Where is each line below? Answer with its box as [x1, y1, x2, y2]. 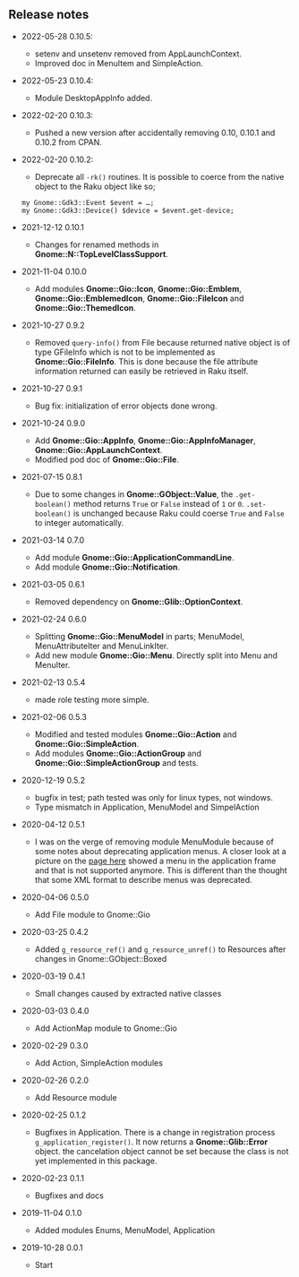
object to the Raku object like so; [34, 181, 156, 192]
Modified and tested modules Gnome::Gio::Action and [34, 729, 237, 740]
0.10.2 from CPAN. [34, 136, 102, 147]
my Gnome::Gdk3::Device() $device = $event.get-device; [21, 206, 235, 215]
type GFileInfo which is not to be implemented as [34, 347, 216, 357]
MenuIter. [34, 659, 71, 670]
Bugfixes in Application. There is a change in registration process [34, 1127, 276, 1137]
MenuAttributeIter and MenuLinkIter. [34, 640, 169, 651]
